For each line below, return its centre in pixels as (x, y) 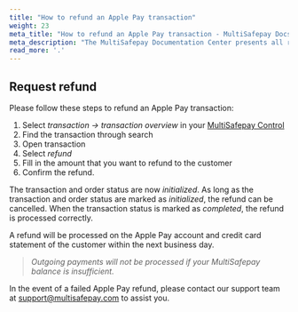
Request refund (53, 87)
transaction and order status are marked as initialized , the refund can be (141, 199)
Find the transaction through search (87, 134)
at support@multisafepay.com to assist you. (90, 298)
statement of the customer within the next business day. (112, 244)
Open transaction (54, 144)
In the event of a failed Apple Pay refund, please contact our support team (145, 288)
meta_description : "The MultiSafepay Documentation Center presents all (146, 42)
